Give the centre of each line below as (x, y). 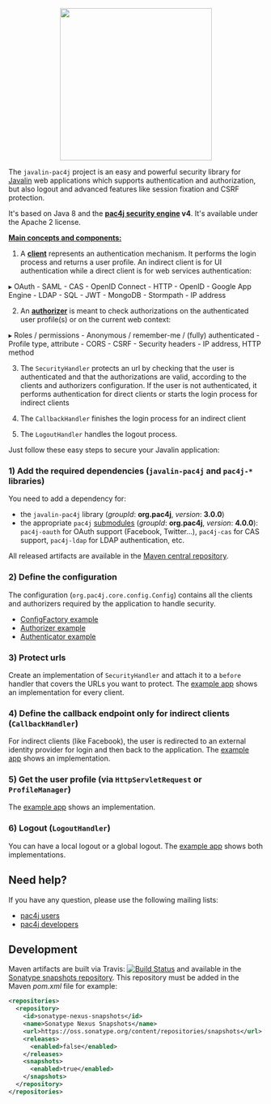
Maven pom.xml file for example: (63, 986)
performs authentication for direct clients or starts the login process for (139, 394)
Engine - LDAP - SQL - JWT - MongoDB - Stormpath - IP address (117, 295)
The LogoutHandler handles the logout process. (99, 434)
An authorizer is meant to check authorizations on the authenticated (134, 311)
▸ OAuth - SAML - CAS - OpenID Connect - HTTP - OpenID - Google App (130, 287)
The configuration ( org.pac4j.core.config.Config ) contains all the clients (131, 595)
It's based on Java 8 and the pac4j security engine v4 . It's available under (133, 213)
